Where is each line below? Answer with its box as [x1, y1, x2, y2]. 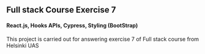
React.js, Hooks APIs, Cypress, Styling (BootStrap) [6, 21, 138, 29]
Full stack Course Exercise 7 [6, 5, 116, 15]
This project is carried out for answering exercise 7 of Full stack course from [6, 35, 199, 42]
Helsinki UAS [6, 42, 39, 49]
